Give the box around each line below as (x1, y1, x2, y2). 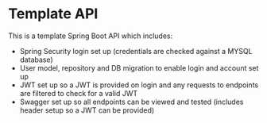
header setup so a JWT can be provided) (19, 105, 155, 115)
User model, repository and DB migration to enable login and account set (19, 63, 259, 72)
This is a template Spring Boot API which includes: (8, 31, 173, 40)
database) (19, 55, 53, 64)
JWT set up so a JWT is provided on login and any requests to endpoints (19, 80, 259, 90)
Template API (8, 5, 99, 23)
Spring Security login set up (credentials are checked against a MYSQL (19, 46, 253, 56)
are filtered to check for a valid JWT (19, 88, 138, 98)
